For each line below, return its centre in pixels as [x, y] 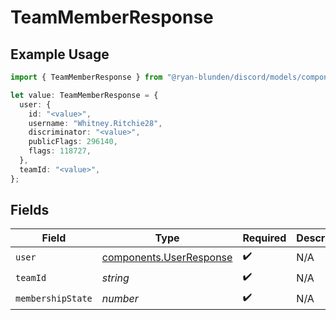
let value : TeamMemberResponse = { [84, 95]
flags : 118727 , [60, 151]
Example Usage [60, 54]
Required [264, 238]
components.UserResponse [167, 257]
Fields [30, 210]
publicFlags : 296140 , [73, 142]
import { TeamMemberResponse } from [86, 77]
